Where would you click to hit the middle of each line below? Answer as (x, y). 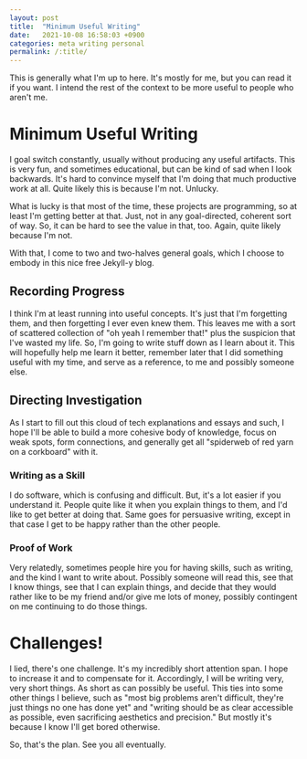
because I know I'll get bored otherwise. (85, 727)
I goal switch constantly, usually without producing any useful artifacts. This (152, 160)
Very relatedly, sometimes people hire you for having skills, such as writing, (152, 568)
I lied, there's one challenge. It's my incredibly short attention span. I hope (149, 669)
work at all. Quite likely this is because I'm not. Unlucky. (114, 189)
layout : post (34, 18)
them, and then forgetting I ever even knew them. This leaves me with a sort (153, 323)
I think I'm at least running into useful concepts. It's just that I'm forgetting (148, 313)
